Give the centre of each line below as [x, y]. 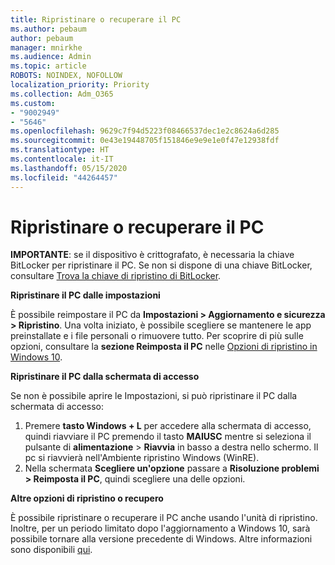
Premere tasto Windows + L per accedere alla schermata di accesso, [168, 426]
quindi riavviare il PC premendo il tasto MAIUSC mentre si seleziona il [168, 437]
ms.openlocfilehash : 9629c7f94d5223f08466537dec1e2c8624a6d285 [145, 131]
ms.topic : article [48, 66]
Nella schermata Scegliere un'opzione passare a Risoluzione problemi [172, 468]
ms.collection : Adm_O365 [62, 94]
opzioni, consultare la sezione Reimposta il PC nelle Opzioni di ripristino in [164, 347]
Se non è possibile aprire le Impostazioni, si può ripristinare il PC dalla [154, 396]
